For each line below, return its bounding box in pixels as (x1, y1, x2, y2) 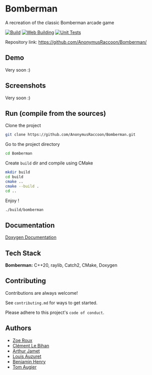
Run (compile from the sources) (5, 109, 106, 118)
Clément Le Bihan (12, 342, 49, 348)
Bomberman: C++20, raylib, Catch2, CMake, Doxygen (5, 262, 118, 268)
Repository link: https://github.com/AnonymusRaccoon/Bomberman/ (5, 39, 147, 45)
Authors (5, 324, 32, 332)
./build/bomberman (5, 207, 44, 212)
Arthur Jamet (12, 348, 40, 354)
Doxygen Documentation (5, 234, 57, 241)
